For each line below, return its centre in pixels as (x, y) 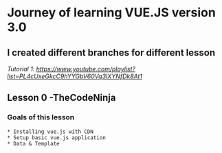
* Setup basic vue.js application (57, 138)
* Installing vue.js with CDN (51, 132)
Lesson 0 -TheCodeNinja (62, 98)
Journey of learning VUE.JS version (112, 13)
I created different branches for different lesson (111, 52)
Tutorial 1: (21, 69)
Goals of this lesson (41, 117)
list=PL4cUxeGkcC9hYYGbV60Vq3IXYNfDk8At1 (75, 76)
